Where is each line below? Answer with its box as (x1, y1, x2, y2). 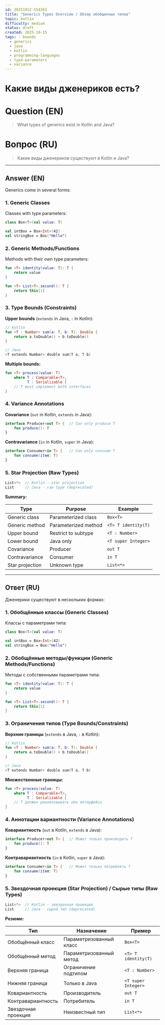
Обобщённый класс (7, 939, 55, 945)
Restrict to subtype (49, 530, 94, 537)
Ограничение (63, 964, 96, 971)
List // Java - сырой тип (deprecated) (5, 907, 96, 912)
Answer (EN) (5, 174, 45, 182)
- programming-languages (9, 53, 60, 58)
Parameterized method (49, 521, 103, 528)
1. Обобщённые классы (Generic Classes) (5, 609, 109, 616)
